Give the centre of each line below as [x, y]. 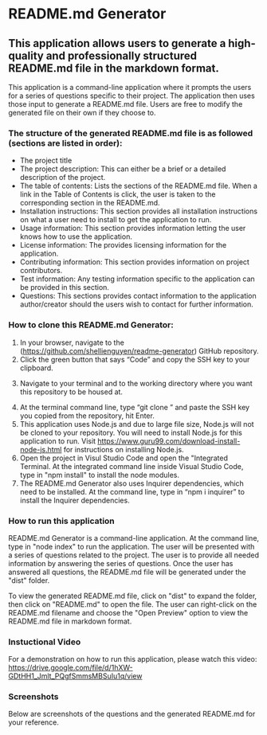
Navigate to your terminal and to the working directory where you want [136, 383]
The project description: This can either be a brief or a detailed [123, 169]
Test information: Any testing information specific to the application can [137, 279]
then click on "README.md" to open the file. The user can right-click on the [133, 604]
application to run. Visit [58, 441]
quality [26, 55]
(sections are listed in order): [65, 143]
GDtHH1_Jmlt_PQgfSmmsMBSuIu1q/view [75, 676]
